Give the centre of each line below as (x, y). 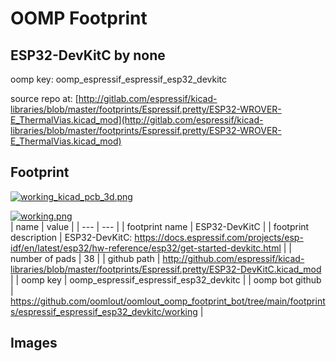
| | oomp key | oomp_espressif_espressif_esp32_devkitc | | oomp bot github (166, 279)
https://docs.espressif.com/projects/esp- (219, 237)
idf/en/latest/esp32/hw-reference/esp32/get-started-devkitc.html (146, 248)
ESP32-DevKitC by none (88, 55)
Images (34, 343)
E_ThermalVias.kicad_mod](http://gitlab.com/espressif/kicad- (137, 120)
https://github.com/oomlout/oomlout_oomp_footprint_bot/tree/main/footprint (168, 301)
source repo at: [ (44, 98)
